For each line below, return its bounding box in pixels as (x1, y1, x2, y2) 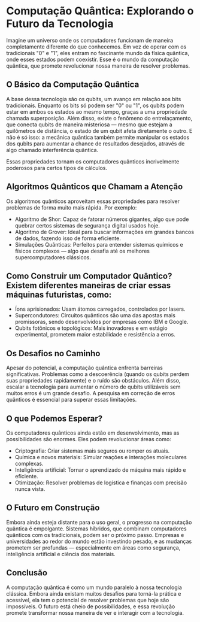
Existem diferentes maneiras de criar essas (6, 280, 171, 290)
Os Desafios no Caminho (6, 348, 101, 359)
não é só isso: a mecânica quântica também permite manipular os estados (6, 133, 190, 141)
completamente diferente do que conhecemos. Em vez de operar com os (6, 43, 187, 50)
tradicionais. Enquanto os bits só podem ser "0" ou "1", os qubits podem (6, 102, 184, 109)
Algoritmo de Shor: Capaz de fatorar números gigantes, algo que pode (14, 216, 189, 223)
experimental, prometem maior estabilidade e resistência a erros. (14, 331, 175, 338)
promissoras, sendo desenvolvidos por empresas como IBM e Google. (14, 318, 189, 326)
